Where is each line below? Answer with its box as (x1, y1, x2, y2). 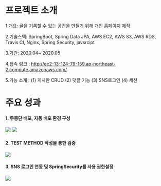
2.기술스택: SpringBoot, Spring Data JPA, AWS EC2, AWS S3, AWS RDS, (5, 33, 156, 39)
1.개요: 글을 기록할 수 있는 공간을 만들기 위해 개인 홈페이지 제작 (5, 23, 131, 29)
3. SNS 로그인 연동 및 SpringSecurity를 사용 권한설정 (5, 163, 114, 170)
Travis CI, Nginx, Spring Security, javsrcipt (5, 39, 95, 45)
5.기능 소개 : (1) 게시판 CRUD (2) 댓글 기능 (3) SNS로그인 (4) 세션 (5, 77, 138, 83)
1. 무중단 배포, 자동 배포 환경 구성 (5, 115, 70, 121)
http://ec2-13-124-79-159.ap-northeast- (30, 60, 116, 67)
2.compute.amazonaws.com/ (5, 66, 67, 72)
